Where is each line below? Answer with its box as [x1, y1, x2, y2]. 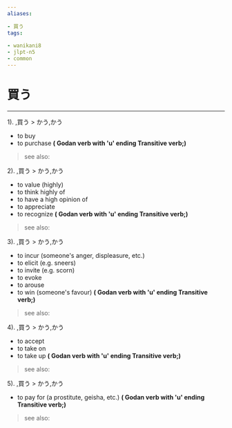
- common [7, 55, 32, 62]
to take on [17, 344, 46, 353]
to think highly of [17, 187, 66, 196]
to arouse [17, 281, 45, 289]
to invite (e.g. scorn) [17, 266, 75, 274]
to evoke [17, 273, 42, 281]
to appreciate [17, 202, 55, 211]
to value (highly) [17, 180, 64, 189]
